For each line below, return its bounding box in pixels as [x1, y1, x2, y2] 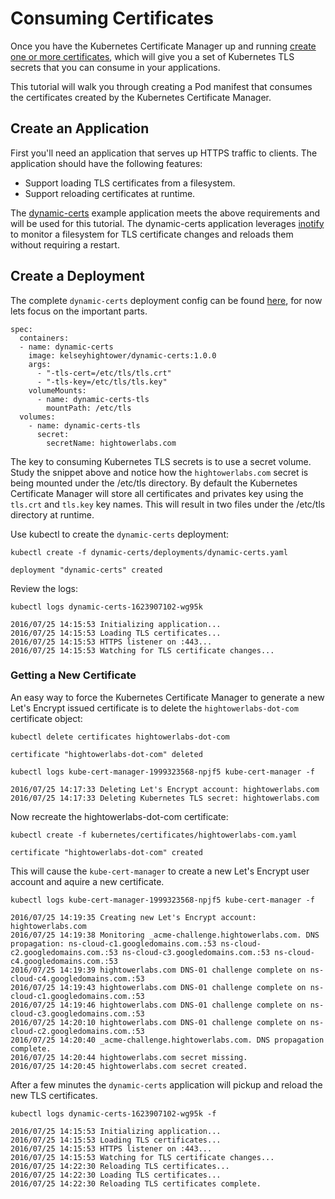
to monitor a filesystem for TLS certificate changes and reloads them [10, 228, 294, 240]
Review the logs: [10, 582, 79, 594]
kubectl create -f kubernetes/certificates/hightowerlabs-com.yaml [10, 830, 298, 840]
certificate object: [10, 712, 83, 724]
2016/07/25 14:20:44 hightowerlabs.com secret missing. [10, 1052, 248, 1062]
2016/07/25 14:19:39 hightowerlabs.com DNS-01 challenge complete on [10, 965, 307, 975]
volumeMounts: [28, 385, 87, 396]
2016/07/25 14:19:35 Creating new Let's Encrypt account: [10, 912, 257, 922]
